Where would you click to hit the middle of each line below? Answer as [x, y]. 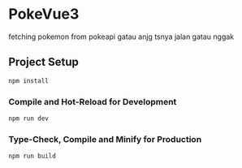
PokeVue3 [44, 14]
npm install [28, 81]
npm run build [32, 156]
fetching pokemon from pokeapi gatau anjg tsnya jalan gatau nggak [121, 37]
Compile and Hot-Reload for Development [93, 101]
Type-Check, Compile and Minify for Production [105, 139]
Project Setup [44, 62]
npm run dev [28, 118]
